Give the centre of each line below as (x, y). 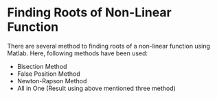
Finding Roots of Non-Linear (89, 13)
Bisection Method (42, 66)
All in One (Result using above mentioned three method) (96, 88)
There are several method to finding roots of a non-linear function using (109, 46)
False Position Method (48, 74)
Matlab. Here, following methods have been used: (78, 53)
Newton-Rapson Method (52, 81)
